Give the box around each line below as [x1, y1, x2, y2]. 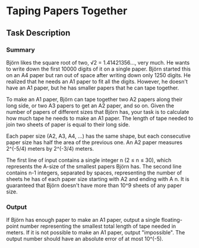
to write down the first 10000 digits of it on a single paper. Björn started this [6, 65, 191, 72]
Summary [6, 46, 36, 54]
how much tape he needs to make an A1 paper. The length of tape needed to [6, 115, 194, 122]
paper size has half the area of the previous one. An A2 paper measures [6, 138, 183, 146]
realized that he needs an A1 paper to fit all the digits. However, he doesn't [6, 78, 188, 85]
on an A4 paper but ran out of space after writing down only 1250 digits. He [6, 71, 191, 78]
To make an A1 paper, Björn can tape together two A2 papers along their [6, 96, 183, 103]
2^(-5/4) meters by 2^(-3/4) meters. [6, 145, 94, 152]
